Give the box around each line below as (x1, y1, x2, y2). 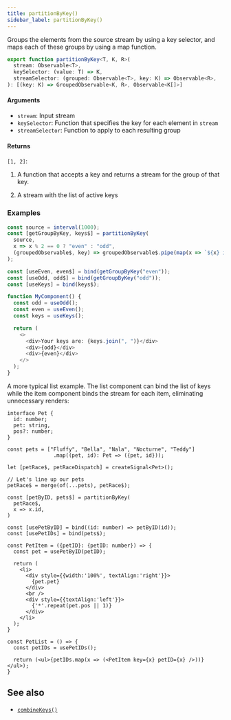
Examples (7, 208, 41, 218)
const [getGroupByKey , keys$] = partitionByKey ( (7, 230, 149, 237)
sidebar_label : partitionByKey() (7, 16, 103, 23)
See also (7, 687, 45, 699)
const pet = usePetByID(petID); (13, 548, 107, 555)
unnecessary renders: (7, 396, 69, 405)
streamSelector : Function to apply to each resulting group (16, 126, 181, 135)
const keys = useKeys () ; (13, 313, 85, 319)
